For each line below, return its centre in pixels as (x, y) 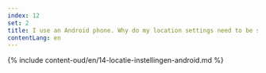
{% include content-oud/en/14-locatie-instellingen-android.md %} (116, 60)
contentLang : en (34, 38)
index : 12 (24, 15)
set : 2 (18, 23)
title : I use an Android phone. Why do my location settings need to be (130, 30)
